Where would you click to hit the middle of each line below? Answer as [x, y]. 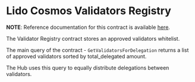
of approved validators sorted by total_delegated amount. [76, 56]
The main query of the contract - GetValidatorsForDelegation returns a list [97, 50]
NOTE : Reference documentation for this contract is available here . [88, 27]
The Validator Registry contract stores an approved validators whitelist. [93, 38]
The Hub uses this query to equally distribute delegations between [88, 68]
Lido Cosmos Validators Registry [89, 11]
